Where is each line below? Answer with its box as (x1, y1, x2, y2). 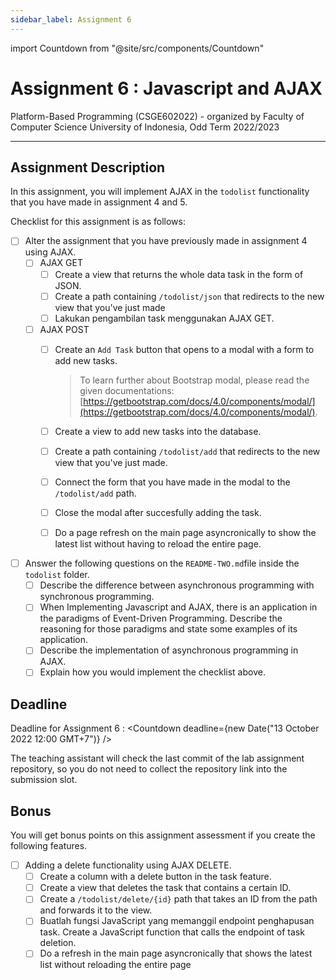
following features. (10, 840, 88, 852)
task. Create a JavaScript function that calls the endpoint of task (39, 926, 305, 938)
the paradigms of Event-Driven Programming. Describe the (39, 612, 283, 625)
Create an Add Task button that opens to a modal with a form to (54, 343, 315, 355)
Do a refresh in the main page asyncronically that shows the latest (39, 947, 313, 960)
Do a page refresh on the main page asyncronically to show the (54, 527, 317, 539)
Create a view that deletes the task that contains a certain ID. (39, 882, 292, 894)
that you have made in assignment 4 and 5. (10, 196, 188, 208)
